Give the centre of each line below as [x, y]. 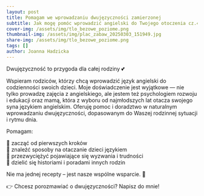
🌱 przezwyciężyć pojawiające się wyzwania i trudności [75, 156]
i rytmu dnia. [22, 120]
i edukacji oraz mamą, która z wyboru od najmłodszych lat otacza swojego [100, 100]
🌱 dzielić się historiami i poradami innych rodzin [66, 162]
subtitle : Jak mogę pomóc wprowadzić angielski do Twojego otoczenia [96, 23]
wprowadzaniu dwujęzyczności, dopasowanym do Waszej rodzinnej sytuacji [102, 113]
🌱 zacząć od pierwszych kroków [47, 143]
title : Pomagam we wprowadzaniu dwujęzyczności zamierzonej [84, 18]
